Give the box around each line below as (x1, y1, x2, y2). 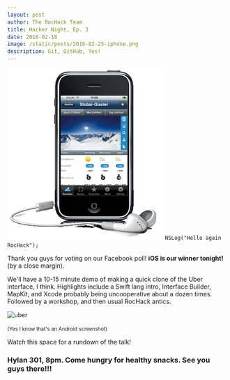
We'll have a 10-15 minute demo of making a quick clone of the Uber (7, 275, 204, 283)
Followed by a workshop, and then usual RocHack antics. (7, 297, 171, 305)
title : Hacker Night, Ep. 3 (7, 26, 89, 33)
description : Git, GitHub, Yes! (7, 48, 101, 55)
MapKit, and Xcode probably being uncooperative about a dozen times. (7, 290, 213, 298)
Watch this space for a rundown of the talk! (7, 338, 131, 346)
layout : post (7, 11, 45, 18)
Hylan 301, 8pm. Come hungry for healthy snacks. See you (7, 355, 210, 365)
